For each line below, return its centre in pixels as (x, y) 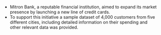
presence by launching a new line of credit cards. (60, 12)
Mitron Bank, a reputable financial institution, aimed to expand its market (83, 7)
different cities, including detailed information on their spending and (79, 22)
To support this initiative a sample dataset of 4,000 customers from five (82, 17)
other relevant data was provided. (44, 27)
